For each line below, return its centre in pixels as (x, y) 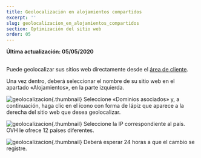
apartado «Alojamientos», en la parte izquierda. (65, 87)
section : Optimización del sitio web (54, 29)
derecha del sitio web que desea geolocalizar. (64, 112)
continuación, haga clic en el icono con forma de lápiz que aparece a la (95, 105)
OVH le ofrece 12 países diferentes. (51, 130)
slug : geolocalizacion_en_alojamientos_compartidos (73, 23)
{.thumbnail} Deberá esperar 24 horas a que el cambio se (123, 142)
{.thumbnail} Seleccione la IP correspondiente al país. (118, 123)
